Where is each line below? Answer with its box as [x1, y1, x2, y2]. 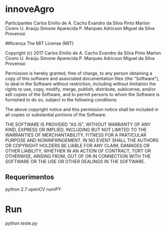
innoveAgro [5, 3, 54, 15]
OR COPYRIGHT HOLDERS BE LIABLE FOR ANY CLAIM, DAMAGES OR [5, 142, 150, 148]
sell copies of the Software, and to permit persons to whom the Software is [5, 91, 160, 97]
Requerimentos [5, 173, 54, 182]
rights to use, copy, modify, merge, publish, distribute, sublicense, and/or [5, 86, 156, 92]
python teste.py [5, 220, 37, 226]
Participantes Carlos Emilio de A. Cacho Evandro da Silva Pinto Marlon [5, 20, 150, 26]
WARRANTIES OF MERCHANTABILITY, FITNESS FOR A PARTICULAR [5, 132, 146, 138]
